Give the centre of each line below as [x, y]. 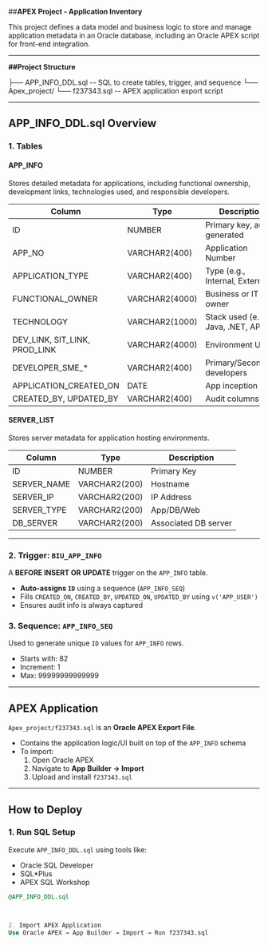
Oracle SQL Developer [57, 865]
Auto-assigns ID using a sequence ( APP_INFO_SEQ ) [102, 588]
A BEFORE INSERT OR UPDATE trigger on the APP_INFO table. [108, 573]
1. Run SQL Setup [42, 832]
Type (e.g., [225, 271]
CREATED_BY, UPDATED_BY [65, 399]
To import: [37, 752]
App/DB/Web [176, 510]
